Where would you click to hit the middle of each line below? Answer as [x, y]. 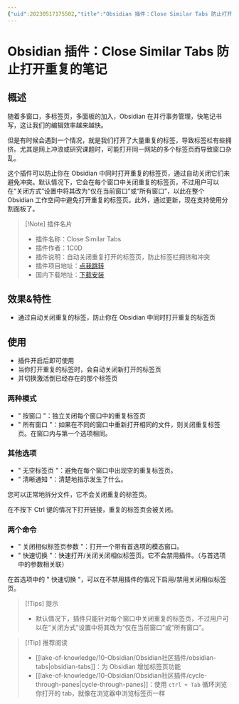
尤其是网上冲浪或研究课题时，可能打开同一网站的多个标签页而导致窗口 [122, 149]
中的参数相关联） [43, 564]
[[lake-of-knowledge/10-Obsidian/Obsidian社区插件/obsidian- [126, 658]
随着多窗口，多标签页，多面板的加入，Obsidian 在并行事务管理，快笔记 [112, 116]
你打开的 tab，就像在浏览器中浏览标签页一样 [100, 693]
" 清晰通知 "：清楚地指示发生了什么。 [72, 479]
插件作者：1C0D [59, 248]
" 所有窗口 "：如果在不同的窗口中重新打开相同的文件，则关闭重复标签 [119, 424]
